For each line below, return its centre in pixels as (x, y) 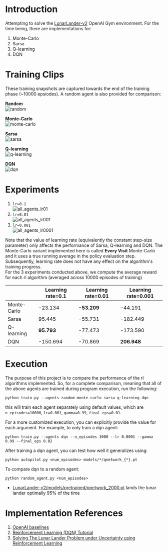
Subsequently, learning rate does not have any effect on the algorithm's (79, 261)
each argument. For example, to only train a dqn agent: (62, 427)
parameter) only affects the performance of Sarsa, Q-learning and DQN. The (84, 245)
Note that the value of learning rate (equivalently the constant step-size (79, 240)
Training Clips (34, 75)
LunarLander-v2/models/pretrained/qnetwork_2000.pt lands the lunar (84, 487)
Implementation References (64, 513)
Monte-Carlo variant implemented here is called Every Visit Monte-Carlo (80, 250)
